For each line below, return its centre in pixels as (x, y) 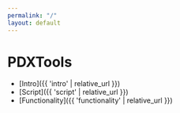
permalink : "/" (32, 15)
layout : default (34, 23)
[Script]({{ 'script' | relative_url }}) (73, 92)
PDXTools (40, 62)
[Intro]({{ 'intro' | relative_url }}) (69, 84)
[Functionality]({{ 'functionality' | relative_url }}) (96, 100)
